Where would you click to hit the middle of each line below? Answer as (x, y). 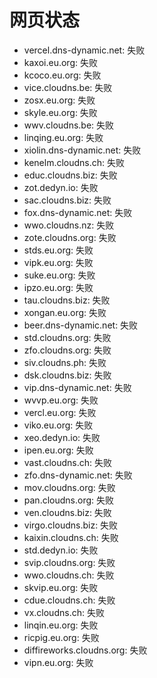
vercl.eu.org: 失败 (60, 412)
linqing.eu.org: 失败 (63, 137)
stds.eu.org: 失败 (58, 250)
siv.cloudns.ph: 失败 (65, 362)
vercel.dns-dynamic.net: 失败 (84, 50)
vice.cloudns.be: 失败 (68, 87)
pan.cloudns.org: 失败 (68, 500)
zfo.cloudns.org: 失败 (67, 350)
